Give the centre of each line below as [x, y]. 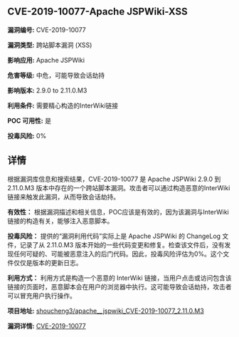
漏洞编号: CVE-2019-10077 [47, 30]
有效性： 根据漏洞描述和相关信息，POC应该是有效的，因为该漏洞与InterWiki [118, 212]
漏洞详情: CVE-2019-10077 [47, 326]
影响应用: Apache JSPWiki [46, 60]
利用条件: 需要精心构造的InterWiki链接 [63, 105]
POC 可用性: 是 [30, 120]
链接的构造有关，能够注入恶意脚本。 [60, 221]
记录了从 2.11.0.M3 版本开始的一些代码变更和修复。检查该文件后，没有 [122, 244]
